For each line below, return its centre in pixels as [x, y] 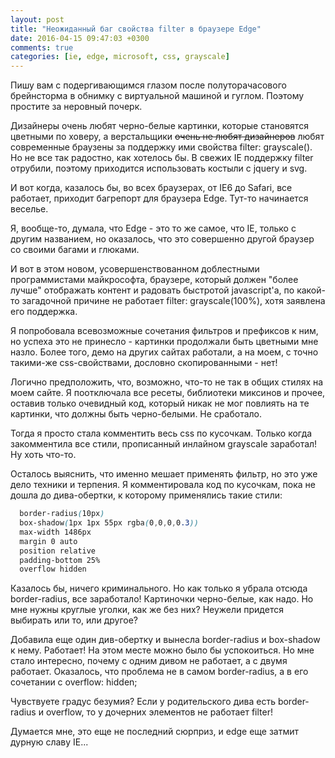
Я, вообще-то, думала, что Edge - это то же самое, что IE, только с [153, 228]
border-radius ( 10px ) [62, 514]
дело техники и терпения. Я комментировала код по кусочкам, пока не [163, 485]
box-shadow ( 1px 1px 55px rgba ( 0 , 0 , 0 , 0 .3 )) [109, 523]
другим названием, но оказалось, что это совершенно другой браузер [162, 239]
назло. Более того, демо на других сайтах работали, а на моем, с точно [164, 352]
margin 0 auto [48, 541]
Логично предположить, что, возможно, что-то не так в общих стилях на [167, 382]
